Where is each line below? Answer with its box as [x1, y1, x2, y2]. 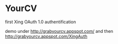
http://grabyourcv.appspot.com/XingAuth [5, 33, 87, 39]
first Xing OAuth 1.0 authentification [5, 19, 76, 25]
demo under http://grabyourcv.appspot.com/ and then [5, 28, 113, 34]
